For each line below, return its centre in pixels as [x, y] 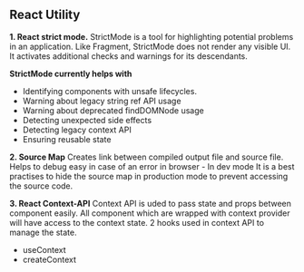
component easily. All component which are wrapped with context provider [150, 213]
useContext [44, 249]
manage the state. [43, 232]
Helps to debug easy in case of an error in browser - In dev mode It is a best [152, 166]
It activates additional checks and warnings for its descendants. [128, 56]
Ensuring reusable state [67, 139]
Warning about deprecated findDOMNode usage [113, 110]
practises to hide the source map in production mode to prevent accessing [149, 176]
